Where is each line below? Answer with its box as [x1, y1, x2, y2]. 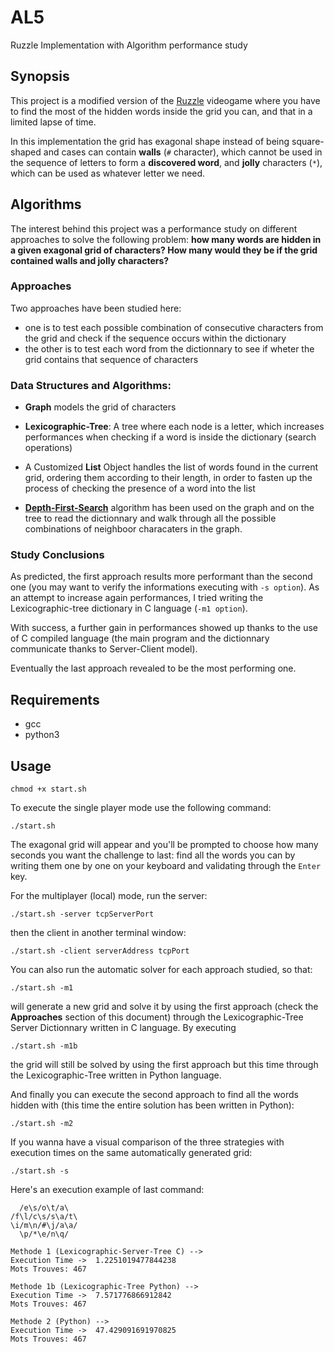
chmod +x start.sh [10, 784, 87, 795]
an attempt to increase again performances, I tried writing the [10, 592, 264, 604]
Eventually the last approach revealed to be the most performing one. [10, 662, 297, 675]
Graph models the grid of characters [24, 401, 177, 413]
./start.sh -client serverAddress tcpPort [10, 946, 190, 956]
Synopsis [10, 68, 70, 85]
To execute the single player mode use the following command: [10, 802, 272, 814]
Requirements [10, 691, 100, 708]
